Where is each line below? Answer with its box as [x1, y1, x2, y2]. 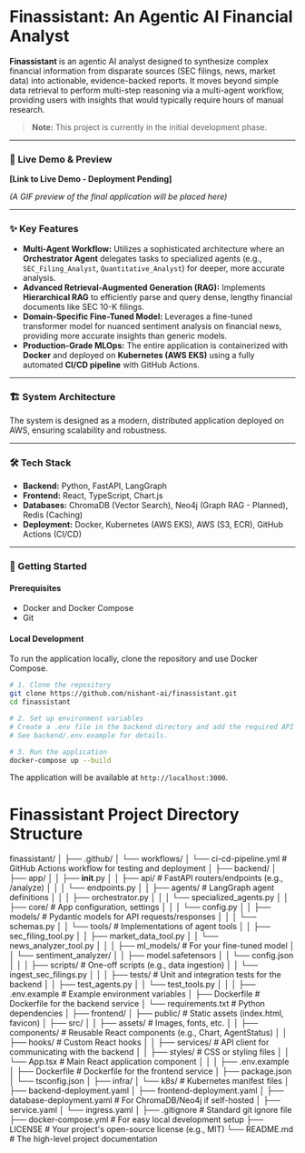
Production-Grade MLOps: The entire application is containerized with [22, 339, 289, 351]
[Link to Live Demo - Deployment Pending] [9, 174, 172, 185]
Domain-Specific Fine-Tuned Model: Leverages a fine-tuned [22, 311, 252, 322]
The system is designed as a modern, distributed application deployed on [9, 415, 284, 426]
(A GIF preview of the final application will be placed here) [9, 191, 228, 202]
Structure [9, 823, 84, 844]
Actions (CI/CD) [22, 529, 82, 540]
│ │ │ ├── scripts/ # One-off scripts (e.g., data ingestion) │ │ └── [9, 959, 259, 970]
